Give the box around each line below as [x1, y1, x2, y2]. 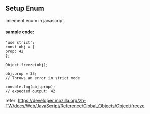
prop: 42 [5, 49, 24, 54]
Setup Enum [5, 4, 44, 13]
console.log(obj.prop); [5, 84, 56, 90]
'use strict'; [5, 40, 35, 45]
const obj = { [5, 45, 35, 50]
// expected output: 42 [5, 89, 56, 94]
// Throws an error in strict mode [5, 76, 80, 81]
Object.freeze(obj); [5, 63, 49, 68]
